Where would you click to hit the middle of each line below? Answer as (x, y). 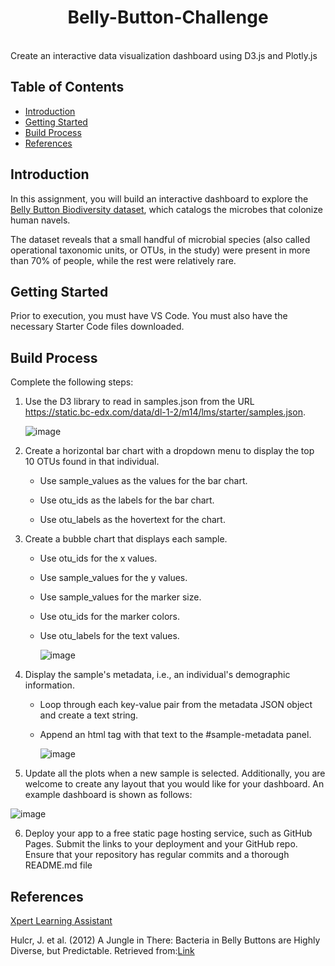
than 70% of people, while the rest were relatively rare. (123, 260)
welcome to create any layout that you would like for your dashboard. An (174, 784)
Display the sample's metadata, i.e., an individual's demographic (157, 675)
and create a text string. (89, 715)
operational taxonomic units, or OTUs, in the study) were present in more (160, 250)
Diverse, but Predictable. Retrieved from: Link (102, 950)
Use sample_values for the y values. (113, 578)
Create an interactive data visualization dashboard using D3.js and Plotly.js (164, 55)
